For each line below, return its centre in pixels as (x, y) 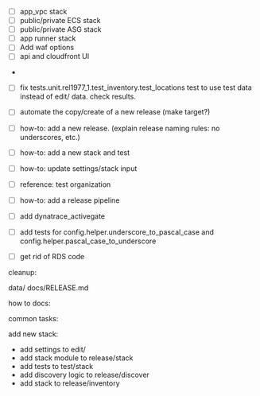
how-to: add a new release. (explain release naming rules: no (120, 128)
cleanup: (23, 272)
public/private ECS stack (60, 21)
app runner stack (48, 38)
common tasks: (33, 318)
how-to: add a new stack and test (74, 152)
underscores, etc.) (50, 137)
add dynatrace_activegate (62, 216)
